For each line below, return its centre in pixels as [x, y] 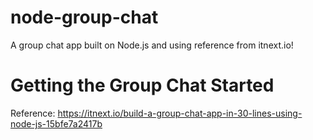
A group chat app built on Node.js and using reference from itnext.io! [152, 45]
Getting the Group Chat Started [142, 85]
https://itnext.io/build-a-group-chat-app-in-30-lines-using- [180, 113]
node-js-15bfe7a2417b [56, 123]
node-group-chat [84, 17]
